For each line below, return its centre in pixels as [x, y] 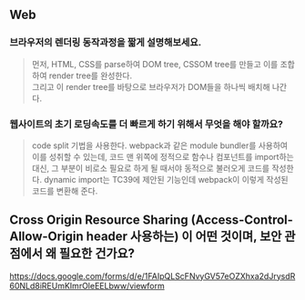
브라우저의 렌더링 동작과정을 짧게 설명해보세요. [106, 43]
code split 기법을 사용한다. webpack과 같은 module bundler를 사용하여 [160, 145]
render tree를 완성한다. [91, 75]
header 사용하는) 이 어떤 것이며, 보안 [184, 237]
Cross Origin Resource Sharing [99, 220]
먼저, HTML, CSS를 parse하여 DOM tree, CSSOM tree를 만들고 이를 [155, 64]
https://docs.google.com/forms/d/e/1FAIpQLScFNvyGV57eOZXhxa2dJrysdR [152, 275]
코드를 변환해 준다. [65, 191]
